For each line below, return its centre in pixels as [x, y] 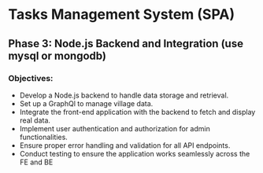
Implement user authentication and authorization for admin [115, 128]
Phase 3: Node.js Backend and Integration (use [126, 44]
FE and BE [36, 162]
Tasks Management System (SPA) [121, 15]
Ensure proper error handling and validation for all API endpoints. [125, 145]
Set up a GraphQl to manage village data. [86, 103]
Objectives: [31, 78]
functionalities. [44, 137]
